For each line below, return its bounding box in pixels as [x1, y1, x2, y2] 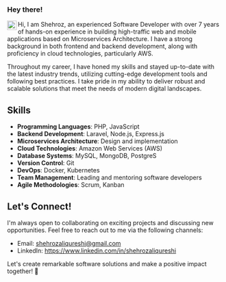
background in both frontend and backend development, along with [7, 42, 198, 51]
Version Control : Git [16, 159, 75, 167]
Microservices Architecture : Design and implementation [16, 137, 178, 145]
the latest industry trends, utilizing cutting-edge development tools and [7, 70, 208, 78]
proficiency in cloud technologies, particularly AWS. [7, 49, 153, 57]
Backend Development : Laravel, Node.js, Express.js [16, 130, 164, 138]
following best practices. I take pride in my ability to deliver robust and [7, 77, 205, 86]
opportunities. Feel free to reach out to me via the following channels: [7, 226, 203, 234]
